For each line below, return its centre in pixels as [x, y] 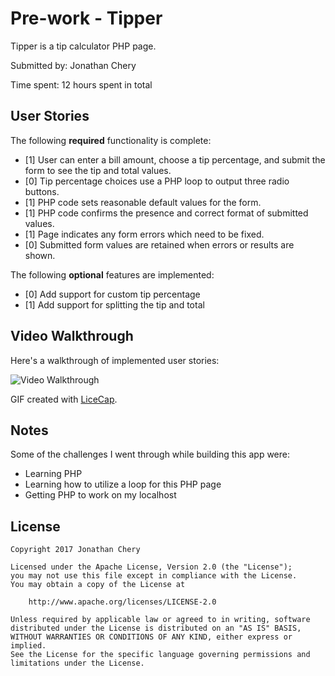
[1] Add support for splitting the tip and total [114, 304]
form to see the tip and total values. [98, 170]
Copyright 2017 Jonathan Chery [75, 550]
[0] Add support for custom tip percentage [112, 294]
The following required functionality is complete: [111, 140]
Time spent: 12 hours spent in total [81, 84]
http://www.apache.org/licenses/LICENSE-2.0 [122, 602]
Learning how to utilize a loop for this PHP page [123, 484]
